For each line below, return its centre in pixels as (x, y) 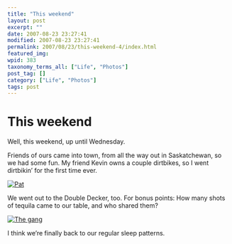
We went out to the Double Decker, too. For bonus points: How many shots (116, 198)
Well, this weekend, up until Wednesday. (66, 142)
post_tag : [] (27, 73)
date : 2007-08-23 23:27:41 (47, 34)
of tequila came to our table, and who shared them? (83, 206)
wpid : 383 (22, 60)
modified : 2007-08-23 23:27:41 (54, 41)
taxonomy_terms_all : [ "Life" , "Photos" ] (68, 67)
